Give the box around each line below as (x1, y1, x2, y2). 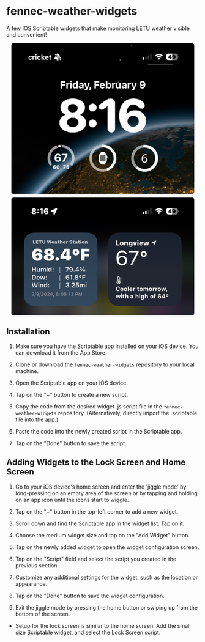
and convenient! (6, 31, 47, 38)
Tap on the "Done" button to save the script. (15, 440, 127, 447)
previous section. (15, 561, 59, 569)
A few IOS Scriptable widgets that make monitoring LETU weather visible (6, 24, 190, 32)
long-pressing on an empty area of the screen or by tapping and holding (15, 489, 198, 496)
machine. (15, 367, 39, 375)
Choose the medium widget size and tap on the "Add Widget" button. (15, 531, 190, 539)
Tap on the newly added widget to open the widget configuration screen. (15, 543, 199, 551)
